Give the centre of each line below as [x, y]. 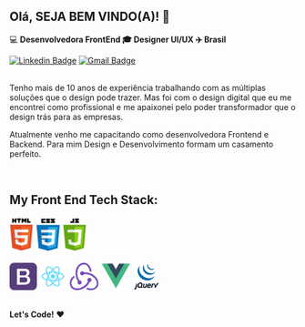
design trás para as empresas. [66, 117]
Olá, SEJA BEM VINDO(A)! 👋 [90, 17]
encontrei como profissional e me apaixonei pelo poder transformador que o [152, 107]
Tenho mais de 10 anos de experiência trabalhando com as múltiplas [138, 87]
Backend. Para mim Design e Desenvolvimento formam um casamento [142, 144]
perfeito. [25, 153]
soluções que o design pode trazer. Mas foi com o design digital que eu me [151, 97]
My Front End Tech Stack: [84, 200]
